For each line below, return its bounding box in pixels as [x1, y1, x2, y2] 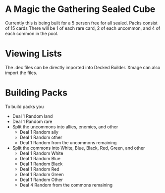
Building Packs [5, 87, 68, 98]
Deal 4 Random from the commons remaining [19, 182, 113, 188]
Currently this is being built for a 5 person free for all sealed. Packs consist [5, 20, 158, 26]
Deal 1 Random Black [19, 161, 63, 167]
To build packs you [5, 103, 44, 109]
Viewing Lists [5, 48, 62, 59]
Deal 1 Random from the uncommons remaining [19, 139, 117, 145]
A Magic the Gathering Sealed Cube [5, 3, 156, 15]
